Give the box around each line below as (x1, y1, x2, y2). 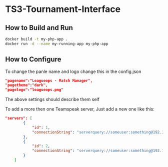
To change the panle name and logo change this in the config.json (5, 68, 141, 74)
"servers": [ (5, 116, 32, 121)
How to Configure (5, 55, 61, 63)
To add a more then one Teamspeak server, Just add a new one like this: (5, 106, 155, 112)
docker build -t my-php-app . (5, 36, 68, 41)
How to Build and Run (5, 23, 73, 32)
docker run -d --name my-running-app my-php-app (5, 41, 108, 46)
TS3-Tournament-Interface (5, 3, 121, 15)
